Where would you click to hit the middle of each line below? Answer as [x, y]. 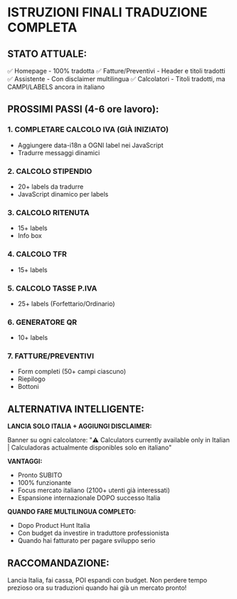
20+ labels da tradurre [51, 187]
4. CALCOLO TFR [37, 254]
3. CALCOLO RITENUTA [48, 212]
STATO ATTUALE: [47, 54]
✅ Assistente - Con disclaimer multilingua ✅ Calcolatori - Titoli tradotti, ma [116, 79]
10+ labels [33, 338]
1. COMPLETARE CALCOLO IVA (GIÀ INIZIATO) [88, 130]
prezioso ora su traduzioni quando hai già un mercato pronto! [97, 588]
